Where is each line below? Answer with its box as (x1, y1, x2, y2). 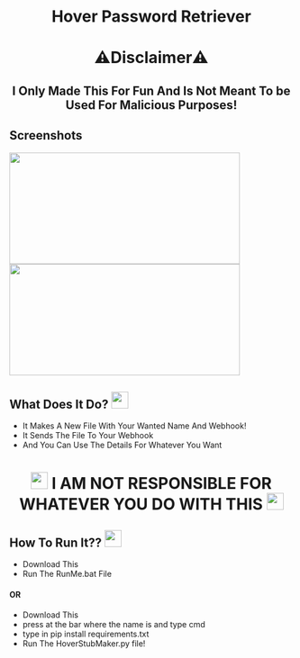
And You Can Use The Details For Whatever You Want (22, 439, 223, 451)
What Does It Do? (9, 396, 109, 411)
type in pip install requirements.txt (22, 628, 150, 639)
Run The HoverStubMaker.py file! (22, 637, 146, 649)
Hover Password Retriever (50, 6, 252, 27)
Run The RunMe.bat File (22, 569, 113, 580)
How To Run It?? (9, 535, 102, 550)
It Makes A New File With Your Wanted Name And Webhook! (22, 420, 247, 431)
